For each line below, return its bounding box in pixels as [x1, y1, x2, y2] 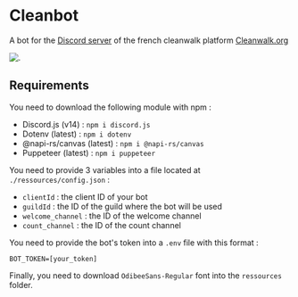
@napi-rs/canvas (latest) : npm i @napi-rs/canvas [21, 137, 204, 148]
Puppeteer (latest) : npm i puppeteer [21, 147, 156, 158]
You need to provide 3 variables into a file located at [9, 164, 201, 175]
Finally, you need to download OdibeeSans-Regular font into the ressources [9, 269, 283, 281]
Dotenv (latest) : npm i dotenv [21, 128, 132, 139]
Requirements [9, 78, 89, 94]
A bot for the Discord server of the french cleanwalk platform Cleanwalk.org [9, 35, 289, 45]
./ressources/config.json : [9, 174, 110, 185]
